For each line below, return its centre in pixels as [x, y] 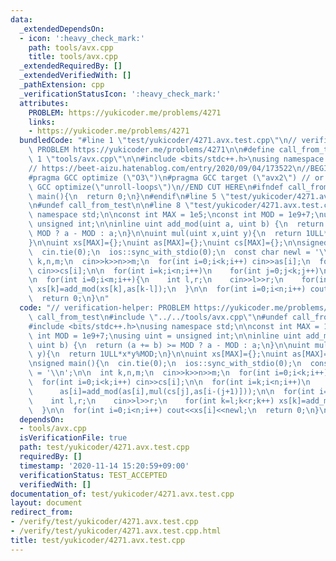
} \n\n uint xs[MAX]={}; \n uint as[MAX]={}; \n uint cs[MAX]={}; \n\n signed [178, 242]
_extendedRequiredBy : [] [71, 66]
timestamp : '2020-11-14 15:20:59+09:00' [104, 466]
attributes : [44, 103]
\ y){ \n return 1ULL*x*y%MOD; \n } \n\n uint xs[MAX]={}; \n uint [158, 354]
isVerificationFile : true [73, 438]
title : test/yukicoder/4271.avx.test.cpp [98, 540]
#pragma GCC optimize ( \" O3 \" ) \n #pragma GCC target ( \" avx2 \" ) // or [176, 177]
